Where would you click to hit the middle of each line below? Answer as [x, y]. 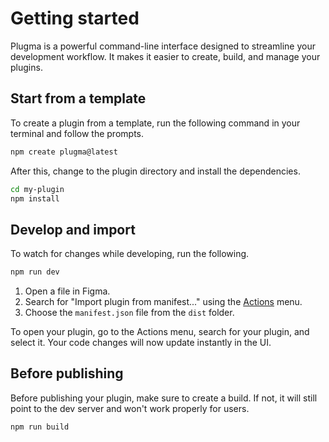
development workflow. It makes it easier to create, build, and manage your [165, 56]
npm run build [40, 427]
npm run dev [35, 272]
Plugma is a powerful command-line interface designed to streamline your [163, 46]
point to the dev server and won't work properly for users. [130, 408]
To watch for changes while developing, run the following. [130, 254]
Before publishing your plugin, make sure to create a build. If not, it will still [164, 398]
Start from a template [78, 98]
